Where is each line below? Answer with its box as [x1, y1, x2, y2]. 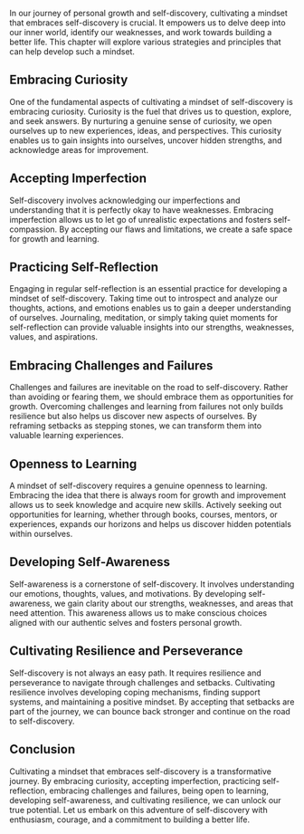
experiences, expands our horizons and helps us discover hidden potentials [9, 519, 292, 530]
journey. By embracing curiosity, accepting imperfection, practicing [9, 775, 261, 786]
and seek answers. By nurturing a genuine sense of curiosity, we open [9, 115, 272, 126]
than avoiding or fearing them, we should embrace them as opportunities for [9, 391, 294, 402]
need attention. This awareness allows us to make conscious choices [9, 607, 268, 618]
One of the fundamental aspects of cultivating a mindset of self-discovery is [9, 96, 294, 107]
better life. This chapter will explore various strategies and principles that [9, 36, 281, 47]
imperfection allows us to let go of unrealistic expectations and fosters [9, 214, 271, 225]
